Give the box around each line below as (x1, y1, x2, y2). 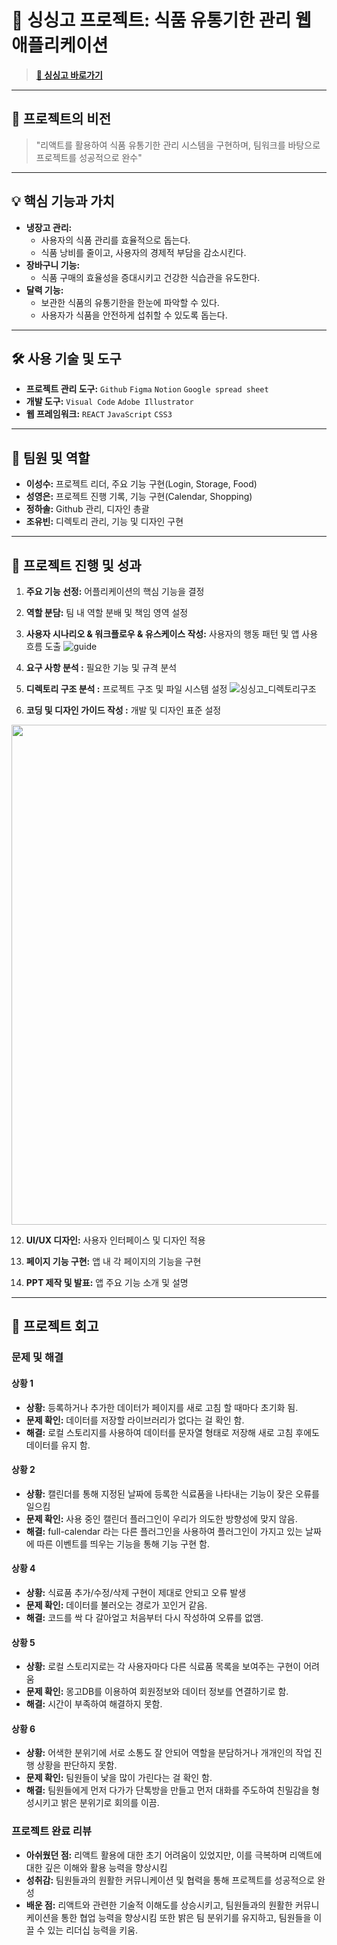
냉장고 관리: (25, 221, 73, 233)
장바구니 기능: (25, 259, 81, 271)
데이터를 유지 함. (25, 1439, 91, 1451)
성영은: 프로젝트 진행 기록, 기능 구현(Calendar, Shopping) (25, 491, 253, 503)
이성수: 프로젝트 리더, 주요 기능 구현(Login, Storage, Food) (25, 478, 258, 490)
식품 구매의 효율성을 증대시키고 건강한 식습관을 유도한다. (40, 271, 261, 283)
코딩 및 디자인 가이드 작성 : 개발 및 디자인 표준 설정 (25, 704, 222, 716)
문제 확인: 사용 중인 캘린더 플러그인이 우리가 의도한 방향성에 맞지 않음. (25, 1512, 298, 1525)
